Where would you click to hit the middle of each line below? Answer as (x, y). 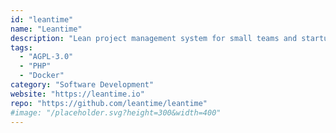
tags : (21, 47)
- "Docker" (42, 76)
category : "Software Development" (82, 85)
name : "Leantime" (46, 29)
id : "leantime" (42, 19)
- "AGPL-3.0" (46, 57)
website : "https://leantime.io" (77, 94)
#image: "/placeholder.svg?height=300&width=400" (116, 112)
